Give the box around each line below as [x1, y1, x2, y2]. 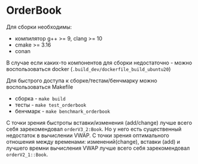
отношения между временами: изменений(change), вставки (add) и [6, 138, 181, 145]
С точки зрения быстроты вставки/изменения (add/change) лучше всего [6, 119, 193, 126]
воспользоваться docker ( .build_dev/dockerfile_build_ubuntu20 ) [6, 65, 171, 72]
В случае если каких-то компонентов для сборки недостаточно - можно [6, 59, 193, 66]
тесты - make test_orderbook [14, 101, 87, 108]
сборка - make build [14, 95, 66, 102]
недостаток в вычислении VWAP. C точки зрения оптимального [6, 132, 169, 139]
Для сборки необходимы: [6, 23, 72, 30]
